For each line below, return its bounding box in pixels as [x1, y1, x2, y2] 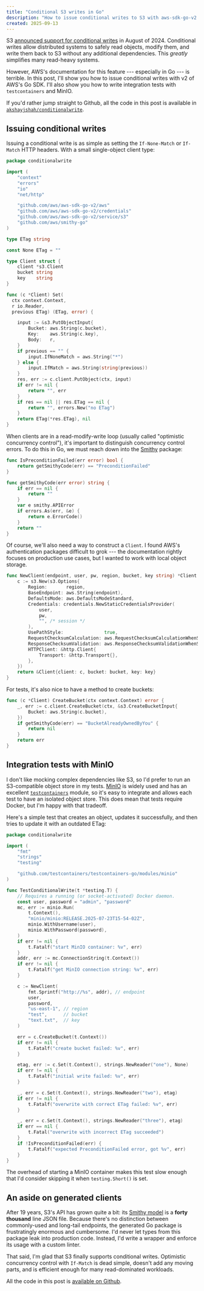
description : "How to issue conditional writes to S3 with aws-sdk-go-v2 [6, 15, 197, 21]
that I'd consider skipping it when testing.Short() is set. [6, 1175, 148, 1182]
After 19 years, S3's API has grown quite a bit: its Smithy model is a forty [6, 1209, 188, 1216]
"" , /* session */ [38, 618, 86, 624]
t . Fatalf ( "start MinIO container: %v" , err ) [28, 944, 143, 950]
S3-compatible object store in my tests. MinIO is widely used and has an [6, 782, 187, 789]
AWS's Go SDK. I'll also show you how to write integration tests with [6, 81, 176, 88]
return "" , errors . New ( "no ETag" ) [28, 404, 115, 411]
